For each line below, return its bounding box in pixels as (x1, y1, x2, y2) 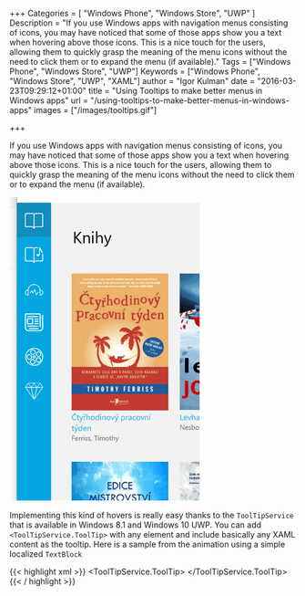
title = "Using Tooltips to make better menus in (87, 86, 263, 96)
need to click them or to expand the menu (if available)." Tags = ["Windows (9, 57, 291, 67)
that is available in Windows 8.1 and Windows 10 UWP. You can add (9, 519, 262, 530)
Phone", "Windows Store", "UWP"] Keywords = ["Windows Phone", (9, 66, 261, 77)
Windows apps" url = (9, 95, 89, 106)
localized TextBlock (9, 549, 83, 559)
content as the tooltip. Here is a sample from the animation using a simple (9, 538, 286, 549)
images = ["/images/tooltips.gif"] (33, 105, 158, 115)
